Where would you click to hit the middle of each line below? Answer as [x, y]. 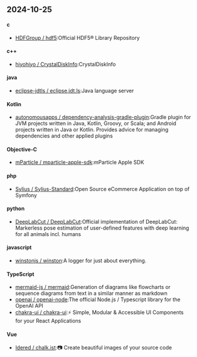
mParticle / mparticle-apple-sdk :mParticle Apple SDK [79, 162]
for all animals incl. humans [48, 234]
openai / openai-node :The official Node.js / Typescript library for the [98, 299]
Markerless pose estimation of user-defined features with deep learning [102, 228]
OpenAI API [29, 306]
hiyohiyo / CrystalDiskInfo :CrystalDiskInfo [65, 64]
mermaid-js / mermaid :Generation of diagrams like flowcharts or [93, 287]
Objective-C [22, 149]
